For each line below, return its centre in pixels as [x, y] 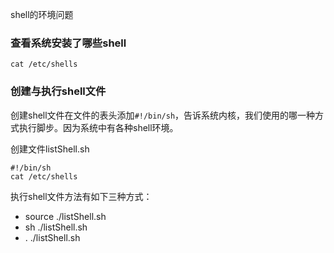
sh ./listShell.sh [56, 227]
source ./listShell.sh [65, 216]
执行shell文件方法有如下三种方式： [81, 196]
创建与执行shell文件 [58, 91]
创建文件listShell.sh [50, 149]
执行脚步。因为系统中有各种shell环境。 [98, 127]
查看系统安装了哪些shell [68, 43]
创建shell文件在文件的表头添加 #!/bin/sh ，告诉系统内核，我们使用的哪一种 [163, 115]
